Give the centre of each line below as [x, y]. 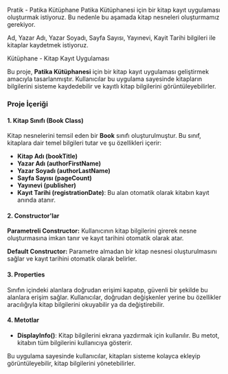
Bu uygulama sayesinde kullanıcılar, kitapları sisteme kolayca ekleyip [104, 355]
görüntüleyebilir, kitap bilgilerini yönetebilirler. [71, 363]
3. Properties [26, 274]
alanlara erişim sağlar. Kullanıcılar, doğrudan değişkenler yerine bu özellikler [114, 297]
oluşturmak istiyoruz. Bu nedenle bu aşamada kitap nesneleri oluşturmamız [113, 17]
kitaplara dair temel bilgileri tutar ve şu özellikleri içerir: [84, 143]
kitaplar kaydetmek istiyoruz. [48, 45]
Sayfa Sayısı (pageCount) [55, 178]
